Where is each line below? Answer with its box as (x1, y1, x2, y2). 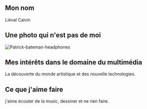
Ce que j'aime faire (5, 85, 63, 93)
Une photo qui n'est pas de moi (5, 31, 101, 40)
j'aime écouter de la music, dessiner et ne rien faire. (5, 98, 110, 104)
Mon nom (5, 4, 35, 12)
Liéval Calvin (5, 17, 31, 22)
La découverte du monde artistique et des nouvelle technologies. (5, 71, 136, 77)
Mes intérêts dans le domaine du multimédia (5, 58, 143, 66)
